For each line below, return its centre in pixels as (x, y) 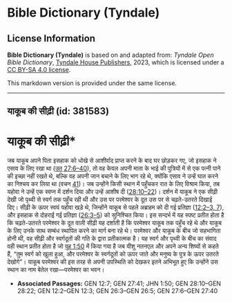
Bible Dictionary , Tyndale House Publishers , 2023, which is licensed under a (116, 62)
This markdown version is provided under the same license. (92, 83)
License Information (51, 38)
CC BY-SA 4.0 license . (39, 70)
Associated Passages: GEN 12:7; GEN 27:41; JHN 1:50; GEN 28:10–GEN (119, 284)
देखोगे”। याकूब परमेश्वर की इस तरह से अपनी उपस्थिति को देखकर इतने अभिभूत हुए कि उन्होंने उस (113, 262)
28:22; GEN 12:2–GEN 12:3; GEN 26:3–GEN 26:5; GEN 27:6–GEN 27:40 (117, 291)
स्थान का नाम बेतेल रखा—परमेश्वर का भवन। (56, 270)
